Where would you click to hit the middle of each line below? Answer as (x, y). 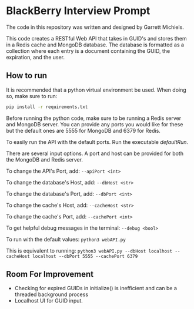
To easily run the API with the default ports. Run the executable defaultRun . (97, 142)
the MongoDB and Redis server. (45, 159)
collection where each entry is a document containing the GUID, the (88, 51)
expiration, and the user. (36, 57)
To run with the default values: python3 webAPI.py (66, 239)
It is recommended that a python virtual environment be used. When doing (96, 90)
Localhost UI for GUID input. (49, 301)
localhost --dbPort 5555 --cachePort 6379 (85, 256)
